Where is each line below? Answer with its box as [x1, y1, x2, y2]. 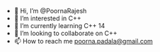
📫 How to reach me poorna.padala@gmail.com [13, 37, 154, 45]
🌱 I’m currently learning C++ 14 [13, 22, 105, 30]
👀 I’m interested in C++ [13, 14, 81, 22]
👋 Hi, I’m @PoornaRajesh [13, 7, 87, 15]
